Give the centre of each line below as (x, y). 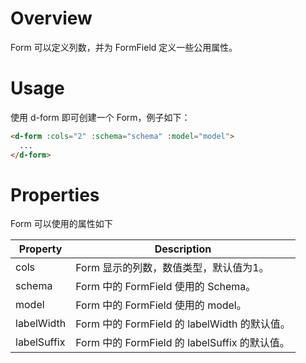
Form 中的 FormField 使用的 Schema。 (166, 287)
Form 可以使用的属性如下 (61, 224)
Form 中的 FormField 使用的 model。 (161, 305)
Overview (51, 18)
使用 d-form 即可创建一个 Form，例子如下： (100, 117)
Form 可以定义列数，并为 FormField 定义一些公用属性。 (124, 47)
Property (40, 249)
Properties (55, 194)
